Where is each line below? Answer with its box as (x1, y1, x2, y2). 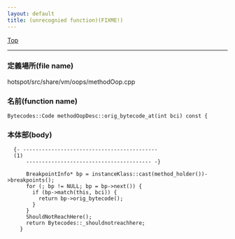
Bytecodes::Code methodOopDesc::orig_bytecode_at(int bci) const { (7, 113, 208, 119)
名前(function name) (7, 96, 78, 106)
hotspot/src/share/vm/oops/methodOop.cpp (7, 78, 136, 86)
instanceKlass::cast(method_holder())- (92, 171, 208, 178)
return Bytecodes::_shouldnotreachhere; (25, 219, 145, 227)
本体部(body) (7, 130, 52, 140)
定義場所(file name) (7, 61, 74, 71)
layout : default (7, 10, 55, 17)
